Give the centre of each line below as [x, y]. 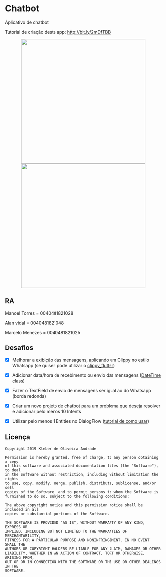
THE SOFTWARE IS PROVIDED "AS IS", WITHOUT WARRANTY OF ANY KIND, [75, 522]
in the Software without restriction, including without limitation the [82, 474]
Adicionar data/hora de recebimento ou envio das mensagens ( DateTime [86, 375]
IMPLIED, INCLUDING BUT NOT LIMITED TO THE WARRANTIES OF [66, 531]
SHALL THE [15, 544]
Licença [18, 437]
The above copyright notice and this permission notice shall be [74, 505]
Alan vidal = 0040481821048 [35, 323]
